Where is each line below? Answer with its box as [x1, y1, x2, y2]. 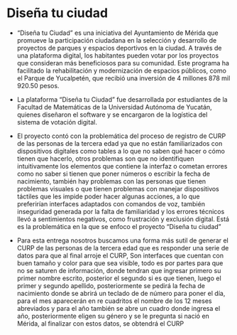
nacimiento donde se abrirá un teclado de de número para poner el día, [16, 289, 226, 297]
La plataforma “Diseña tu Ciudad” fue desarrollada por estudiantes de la [16, 95, 228, 104]
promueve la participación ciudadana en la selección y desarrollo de [16, 36, 217, 44]
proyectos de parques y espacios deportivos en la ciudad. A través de [16, 43, 222, 52]
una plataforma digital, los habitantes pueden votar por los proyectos [16, 51, 219, 60]
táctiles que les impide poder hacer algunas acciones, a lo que [16, 192, 200, 201]
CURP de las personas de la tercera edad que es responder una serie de [16, 243, 229, 252]
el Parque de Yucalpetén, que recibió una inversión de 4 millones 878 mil [16, 73, 231, 83]
